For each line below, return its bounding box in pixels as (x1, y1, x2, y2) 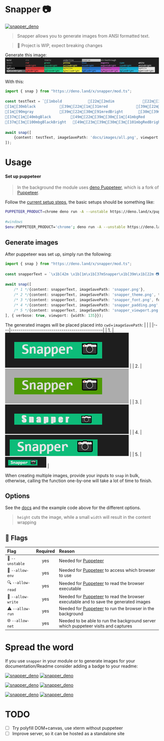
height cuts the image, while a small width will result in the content (17, 514, 151, 520)
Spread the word (5, 641, 74, 653)
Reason (59, 548, 75, 554)
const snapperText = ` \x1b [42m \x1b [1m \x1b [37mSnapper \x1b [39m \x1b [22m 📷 (5, 272, 160, 277)
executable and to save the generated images (59, 599, 151, 605)
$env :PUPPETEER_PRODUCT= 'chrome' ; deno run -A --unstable (5, 225, 125, 230)
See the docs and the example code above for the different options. (5, 505, 141, 511)
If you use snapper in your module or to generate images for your (5, 658, 135, 664)
